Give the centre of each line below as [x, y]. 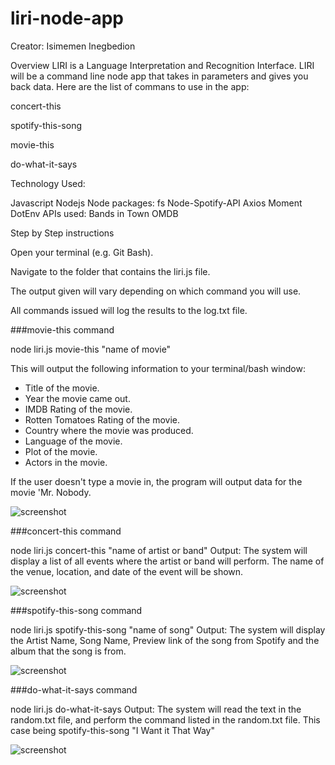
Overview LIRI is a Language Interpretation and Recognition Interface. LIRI [162, 65]
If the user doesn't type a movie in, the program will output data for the [156, 481]
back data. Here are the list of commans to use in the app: [130, 86]
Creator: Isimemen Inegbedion [73, 46]
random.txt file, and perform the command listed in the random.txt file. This [165, 719]
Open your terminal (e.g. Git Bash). [82, 252]
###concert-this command [66, 531]
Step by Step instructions [62, 233]
